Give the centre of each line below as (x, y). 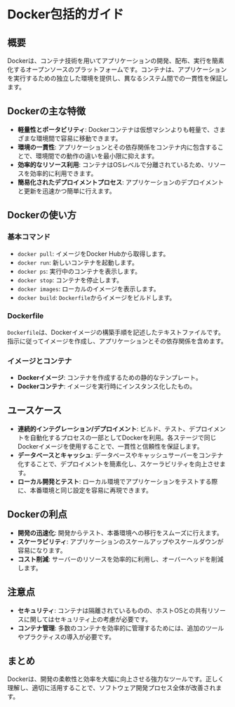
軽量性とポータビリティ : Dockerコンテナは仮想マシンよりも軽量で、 (115, 129)
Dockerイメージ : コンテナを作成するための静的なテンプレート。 (109, 378)
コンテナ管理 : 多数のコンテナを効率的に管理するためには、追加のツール (121, 628)
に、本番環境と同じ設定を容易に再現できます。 (85, 490)
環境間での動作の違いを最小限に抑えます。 (97, 156)
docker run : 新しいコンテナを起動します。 (78, 262)
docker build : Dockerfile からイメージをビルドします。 (96, 297)
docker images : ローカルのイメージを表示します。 (88, 289)
